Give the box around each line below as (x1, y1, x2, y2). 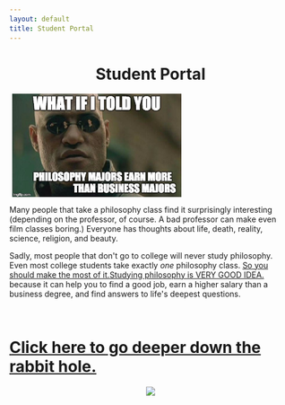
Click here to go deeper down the (9, 337, 262, 357)
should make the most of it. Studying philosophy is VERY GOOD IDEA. (9, 269, 264, 280)
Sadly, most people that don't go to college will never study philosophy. (9, 250, 273, 260)
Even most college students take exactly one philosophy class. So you (9, 260, 269, 270)
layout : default (9, 14, 70, 23)
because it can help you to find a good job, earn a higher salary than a (9, 278, 269, 289)
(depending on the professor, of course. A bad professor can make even (9, 214, 277, 225)
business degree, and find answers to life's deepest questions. (9, 288, 241, 299)
